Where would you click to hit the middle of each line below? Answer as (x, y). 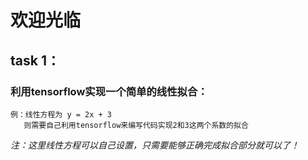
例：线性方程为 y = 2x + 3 (61, 114)
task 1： (35, 60)
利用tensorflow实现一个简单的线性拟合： (109, 91)
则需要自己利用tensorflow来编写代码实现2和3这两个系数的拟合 (136, 125)
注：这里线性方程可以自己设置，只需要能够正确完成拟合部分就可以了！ (155, 145)
